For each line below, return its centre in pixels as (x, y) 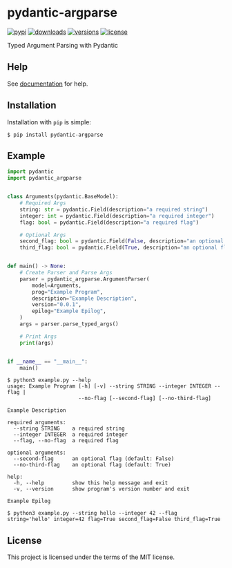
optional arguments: (37, 453)
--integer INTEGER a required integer (71, 435)
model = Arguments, (57, 285)
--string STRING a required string (69, 429)
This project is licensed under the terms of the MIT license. (91, 557)
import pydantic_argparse (44, 178)
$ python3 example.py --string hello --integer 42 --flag (92, 513)
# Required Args (43, 203)
